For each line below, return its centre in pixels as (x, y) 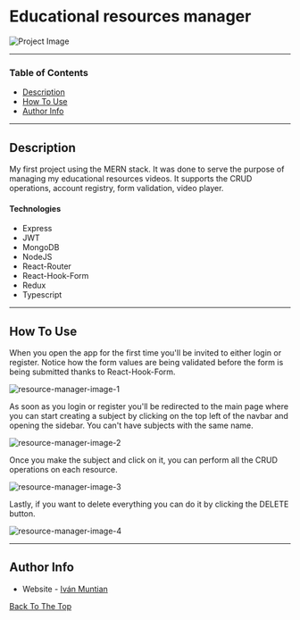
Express (37, 229)
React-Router (46, 266)
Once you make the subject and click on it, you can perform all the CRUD (144, 460)
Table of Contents (49, 72)
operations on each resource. (63, 470)
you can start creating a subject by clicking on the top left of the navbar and (149, 416)
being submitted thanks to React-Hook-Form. (92, 372)
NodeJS (37, 257)
